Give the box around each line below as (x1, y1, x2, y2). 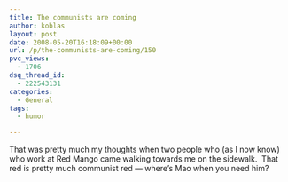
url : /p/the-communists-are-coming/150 (9, 46, 157, 55)
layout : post (9, 29, 58, 38)
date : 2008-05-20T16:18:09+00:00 (9, 37, 133, 47)
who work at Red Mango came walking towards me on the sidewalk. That (9, 154, 279, 164)
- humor (17, 112, 46, 121)
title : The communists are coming (9, 12, 137, 22)
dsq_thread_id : (9, 71, 66, 80)
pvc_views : (9, 54, 50, 63)
